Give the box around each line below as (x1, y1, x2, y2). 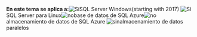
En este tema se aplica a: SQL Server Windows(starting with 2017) (6, 6, 180, 12)
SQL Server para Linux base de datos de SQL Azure (6, 12, 144, 19)
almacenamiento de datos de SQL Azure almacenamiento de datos (6, 18, 183, 25)
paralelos (6, 24, 29, 31)
